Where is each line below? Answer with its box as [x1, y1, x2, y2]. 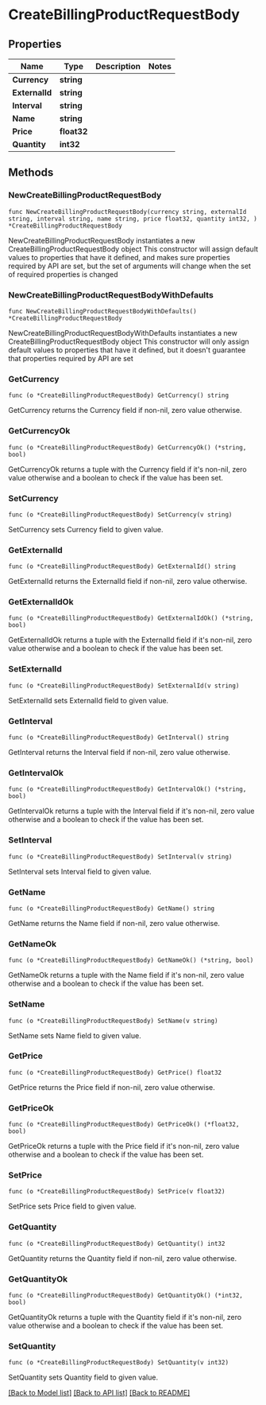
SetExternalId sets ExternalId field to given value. [8, 695, 169, 705]
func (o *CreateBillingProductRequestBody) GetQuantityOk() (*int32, [8, 1291, 244, 1300]
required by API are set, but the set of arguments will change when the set [8, 261, 252, 270]
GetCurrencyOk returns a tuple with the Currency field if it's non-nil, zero [8, 464, 248, 474]
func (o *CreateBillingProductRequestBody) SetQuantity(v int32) [8, 1359, 229, 1367]
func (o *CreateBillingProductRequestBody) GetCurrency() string [8, 391, 229, 399]
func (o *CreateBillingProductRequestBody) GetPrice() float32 [8, 1068, 222, 1076]
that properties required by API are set [8, 353, 133, 363]
